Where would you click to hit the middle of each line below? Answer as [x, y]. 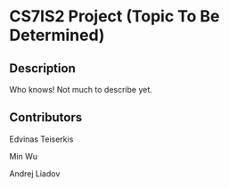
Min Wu [24, 156]
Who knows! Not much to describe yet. [81, 90]
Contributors [46, 118]
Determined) [57, 35]
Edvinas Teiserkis [41, 139]
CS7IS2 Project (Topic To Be [114, 16]
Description [42, 68]
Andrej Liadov [35, 173]
